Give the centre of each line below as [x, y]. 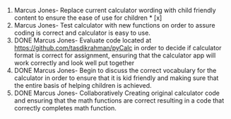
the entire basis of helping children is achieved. [83, 85]
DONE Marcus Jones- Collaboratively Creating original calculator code [117, 93]
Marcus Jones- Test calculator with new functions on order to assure [114, 25]
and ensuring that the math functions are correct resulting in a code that [119, 101]
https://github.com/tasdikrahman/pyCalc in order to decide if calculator [118, 48]
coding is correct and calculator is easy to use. [82, 33]
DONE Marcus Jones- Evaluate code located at [83, 40]
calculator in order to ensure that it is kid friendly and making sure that [116, 78]
